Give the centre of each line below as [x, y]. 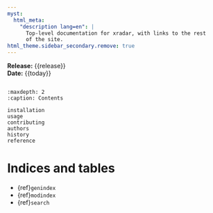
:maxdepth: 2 [26, 92]
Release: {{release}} [36, 66]
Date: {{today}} [29, 73]
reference [22, 141]
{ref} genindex [36, 187]
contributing [26, 123]
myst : [15, 14]
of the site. [44, 40]
